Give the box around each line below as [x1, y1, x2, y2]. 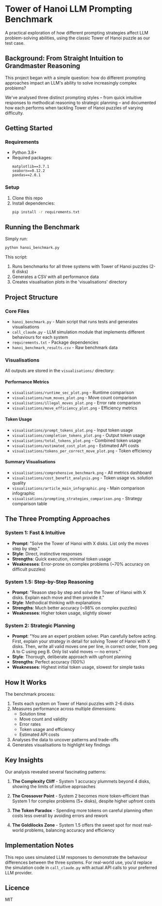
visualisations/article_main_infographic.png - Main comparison [12, 485, 145, 491]
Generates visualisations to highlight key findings [12, 742, 111, 748]
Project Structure [5, 293, 58, 301]
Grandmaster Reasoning [5, 62, 81, 70]
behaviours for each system [12, 334, 68, 340]
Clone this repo [12, 195, 43, 201]
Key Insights [5, 756, 44, 764]
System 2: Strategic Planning [5, 622, 75, 629]
